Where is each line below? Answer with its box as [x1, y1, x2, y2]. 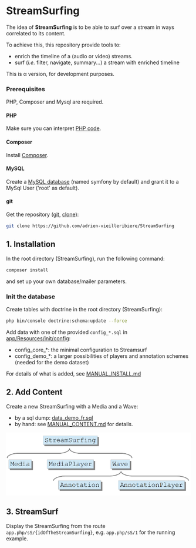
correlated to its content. [6, 29, 66, 36]
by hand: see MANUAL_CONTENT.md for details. [14, 420, 133, 427]
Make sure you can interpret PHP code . [6, 125, 102, 132]
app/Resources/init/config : [6, 334, 71, 342]
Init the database [6, 293, 56, 301]
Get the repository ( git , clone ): [6, 211, 79, 218]
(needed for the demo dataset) [14, 358, 89, 366]
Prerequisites [6, 85, 45, 93]
